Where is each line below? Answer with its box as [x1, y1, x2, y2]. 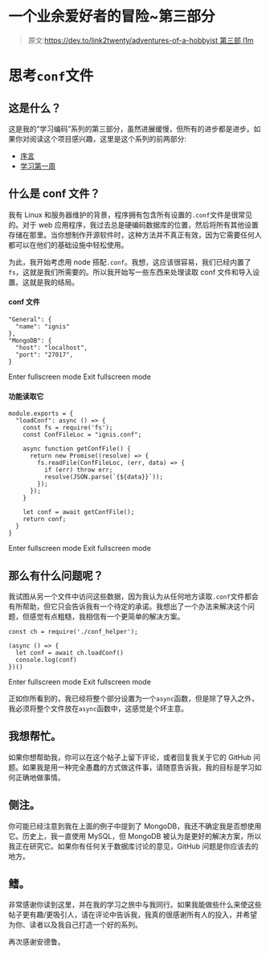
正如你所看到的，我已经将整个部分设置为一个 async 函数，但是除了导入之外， [8, 693, 259, 703]
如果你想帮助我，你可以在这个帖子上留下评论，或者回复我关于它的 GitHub [8, 752, 252, 762]
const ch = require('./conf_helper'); [8, 627, 138, 635]
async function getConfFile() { [22, 445, 131, 453]
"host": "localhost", [15, 343, 88, 352]
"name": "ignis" [15, 323, 70, 331]
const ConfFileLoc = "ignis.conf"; [22, 431, 142, 439]
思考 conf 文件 [8, 67, 94, 85]
